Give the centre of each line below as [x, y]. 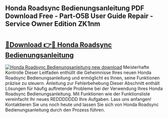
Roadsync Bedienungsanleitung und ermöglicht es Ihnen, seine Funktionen [82, 78]
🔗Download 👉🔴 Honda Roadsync [58, 45]
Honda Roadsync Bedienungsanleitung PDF [75, 8]
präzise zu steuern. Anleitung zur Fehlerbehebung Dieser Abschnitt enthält [82, 83]
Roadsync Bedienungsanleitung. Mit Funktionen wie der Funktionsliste [78, 94]
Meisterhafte [136, 67]
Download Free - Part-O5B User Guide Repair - [79, 16]
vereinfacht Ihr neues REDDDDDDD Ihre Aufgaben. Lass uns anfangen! [78, 99]
